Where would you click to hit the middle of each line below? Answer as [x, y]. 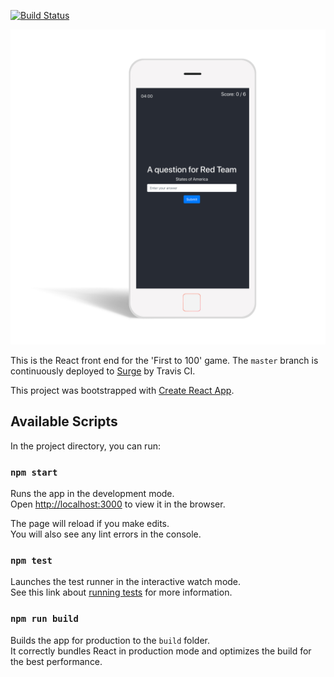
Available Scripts [64, 421]
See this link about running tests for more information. [121, 592]
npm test [31, 561]
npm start [34, 472]
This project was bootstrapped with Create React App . [122, 390]
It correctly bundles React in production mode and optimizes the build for [161, 651]
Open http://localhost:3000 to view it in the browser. [118, 504]
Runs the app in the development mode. [92, 494]
